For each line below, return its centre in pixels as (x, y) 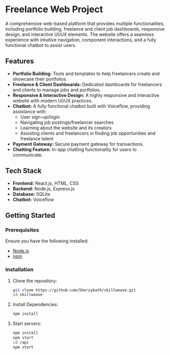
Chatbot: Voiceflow (33, 199)
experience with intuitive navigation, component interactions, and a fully (81, 40)
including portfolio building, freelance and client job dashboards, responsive (85, 29)
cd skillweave (27, 295)
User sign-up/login (40, 117)
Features (20, 61)
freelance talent (37, 138)
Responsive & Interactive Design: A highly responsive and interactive (86, 95)
